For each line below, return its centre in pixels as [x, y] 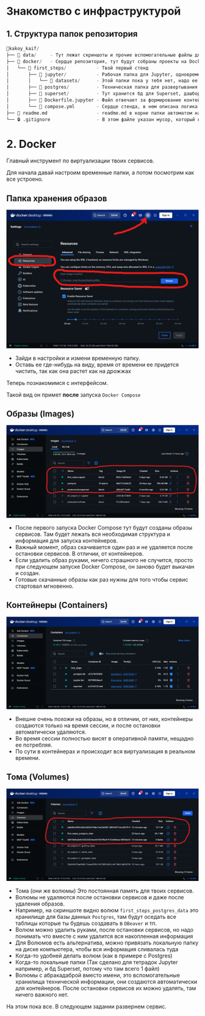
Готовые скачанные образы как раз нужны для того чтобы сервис [102, 579]
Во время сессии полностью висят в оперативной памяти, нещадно [104, 738]
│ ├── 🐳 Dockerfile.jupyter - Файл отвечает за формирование [94, 100]
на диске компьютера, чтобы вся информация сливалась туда [97, 949]
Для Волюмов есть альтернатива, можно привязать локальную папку [107, 943]
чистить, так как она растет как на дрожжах [73, 371]
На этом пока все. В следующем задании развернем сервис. [86, 1007]
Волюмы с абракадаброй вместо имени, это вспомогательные [97, 975]
